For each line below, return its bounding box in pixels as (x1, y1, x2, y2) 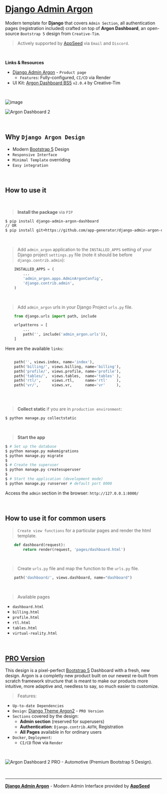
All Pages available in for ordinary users (19, 729, 102, 735)
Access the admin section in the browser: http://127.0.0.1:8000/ (5, 490, 139, 496)
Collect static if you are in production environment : (17, 406, 123, 412)
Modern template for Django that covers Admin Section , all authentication (5, 20, 156, 26)
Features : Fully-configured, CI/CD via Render (19, 74, 111, 80)
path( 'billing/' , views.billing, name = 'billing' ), (14, 364, 121, 369)
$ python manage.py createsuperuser (5, 467, 81, 472)
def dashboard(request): (14, 542, 66, 547)
